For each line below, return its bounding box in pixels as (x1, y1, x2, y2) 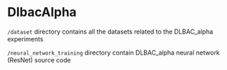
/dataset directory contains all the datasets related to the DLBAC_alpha (7, 27, 214, 36)
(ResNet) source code (7, 55, 72, 64)
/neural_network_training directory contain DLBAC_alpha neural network (7, 48, 220, 57)
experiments (7, 34, 44, 43)
